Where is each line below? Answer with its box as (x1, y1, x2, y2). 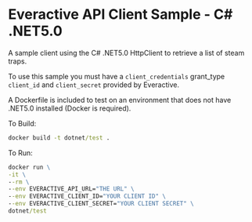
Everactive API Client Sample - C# (8, 5, 233, 24)
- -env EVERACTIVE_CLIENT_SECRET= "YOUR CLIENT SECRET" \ (8, 200, 194, 208)
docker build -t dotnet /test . (8, 133, 110, 142)
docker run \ (8, 163, 51, 171)
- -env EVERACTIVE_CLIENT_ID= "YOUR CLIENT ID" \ (8, 192, 167, 201)
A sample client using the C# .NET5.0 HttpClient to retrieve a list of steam (8, 48, 245, 57)
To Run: (8, 147, 33, 158)
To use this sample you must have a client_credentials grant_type (8, 71, 225, 81)
